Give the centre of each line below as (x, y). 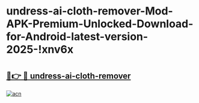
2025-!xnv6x (40, 50)
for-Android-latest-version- (77, 37)
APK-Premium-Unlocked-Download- (100, 24)
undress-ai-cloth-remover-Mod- (90, 11)
